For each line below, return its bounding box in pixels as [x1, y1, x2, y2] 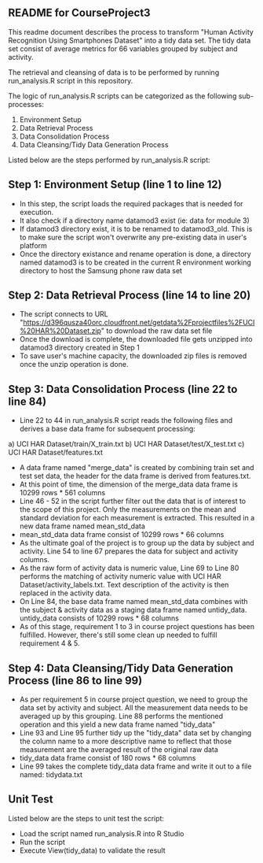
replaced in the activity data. [19, 588, 112, 598]
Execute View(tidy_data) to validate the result [19, 846, 166, 855]
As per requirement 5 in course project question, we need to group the [19, 694, 248, 704]
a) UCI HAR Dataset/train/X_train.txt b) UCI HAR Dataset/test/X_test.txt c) [8, 439, 245, 449]
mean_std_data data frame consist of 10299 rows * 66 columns [19, 530, 225, 539]
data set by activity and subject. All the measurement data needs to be [19, 703, 249, 713]
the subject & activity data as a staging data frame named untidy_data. [19, 606, 247, 615]
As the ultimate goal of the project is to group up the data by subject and [19, 539, 255, 548]
